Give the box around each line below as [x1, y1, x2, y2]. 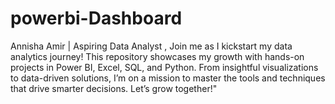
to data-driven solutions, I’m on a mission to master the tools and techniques [10, 72, 326, 84]
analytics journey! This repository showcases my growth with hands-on [10, 50, 305, 62]
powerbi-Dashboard [10, 7, 183, 30]
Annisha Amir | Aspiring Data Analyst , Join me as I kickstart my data [10, 40, 293, 52]
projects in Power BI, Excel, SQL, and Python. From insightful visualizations [10, 61, 319, 73]
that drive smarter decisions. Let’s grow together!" [10, 82, 218, 94]
